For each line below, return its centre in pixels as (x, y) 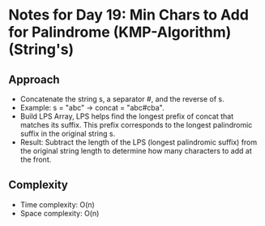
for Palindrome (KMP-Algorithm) (120, 32)
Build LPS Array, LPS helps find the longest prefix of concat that (127, 116)
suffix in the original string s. (68, 133)
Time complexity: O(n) (57, 204)
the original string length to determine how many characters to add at (136, 151)
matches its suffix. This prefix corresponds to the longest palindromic (136, 125)
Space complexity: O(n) (60, 213)
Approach (34, 79)
